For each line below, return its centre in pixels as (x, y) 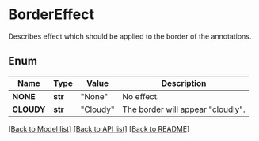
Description (184, 83)
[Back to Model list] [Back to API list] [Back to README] (99, 128)
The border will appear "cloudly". (184, 109)
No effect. (141, 96)
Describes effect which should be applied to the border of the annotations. (130, 36)
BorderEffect (51, 15)
